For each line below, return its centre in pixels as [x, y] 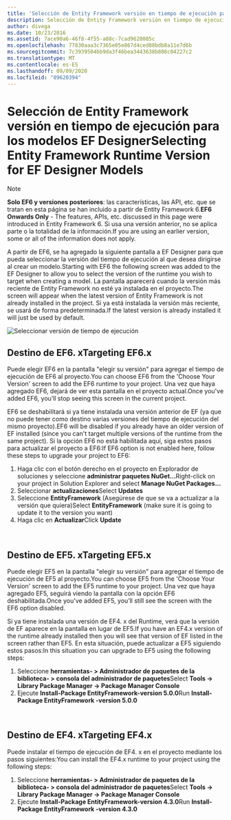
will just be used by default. [46, 318]
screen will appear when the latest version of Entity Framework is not [105, 296]
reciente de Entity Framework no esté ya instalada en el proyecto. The [106, 289]
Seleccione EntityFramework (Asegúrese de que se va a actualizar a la [118, 498]
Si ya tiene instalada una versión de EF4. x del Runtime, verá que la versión [113, 621]
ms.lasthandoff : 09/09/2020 [47, 71]
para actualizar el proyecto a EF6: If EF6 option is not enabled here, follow [111, 448]
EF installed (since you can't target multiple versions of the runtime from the [115, 434]
